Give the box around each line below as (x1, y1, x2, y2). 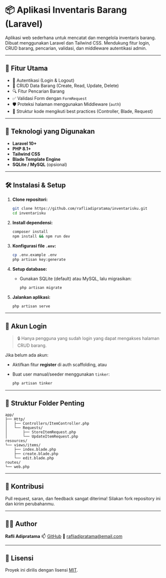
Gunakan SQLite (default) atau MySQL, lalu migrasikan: (19, 276, 132, 282)
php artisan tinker (12, 381, 53, 386)
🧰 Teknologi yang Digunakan (5, 127, 95, 136)
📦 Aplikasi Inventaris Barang (5, 4, 127, 16)
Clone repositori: (12, 196, 48, 202)
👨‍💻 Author (5, 520, 38, 528)
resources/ (5, 438, 28, 443)
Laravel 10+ (12, 140, 37, 146)
